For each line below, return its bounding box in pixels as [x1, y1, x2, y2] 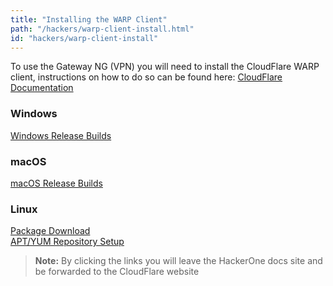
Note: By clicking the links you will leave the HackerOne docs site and [34, 255, 323, 267]
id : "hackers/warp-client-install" [10, 33, 159, 43]
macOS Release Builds [10, 177, 103, 189]
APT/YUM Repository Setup [10, 236, 125, 248]
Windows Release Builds [10, 129, 112, 141]
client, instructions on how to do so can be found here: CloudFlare [10, 71, 283, 83]
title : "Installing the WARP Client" [10, 14, 168, 25]
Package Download [10, 225, 91, 237]
